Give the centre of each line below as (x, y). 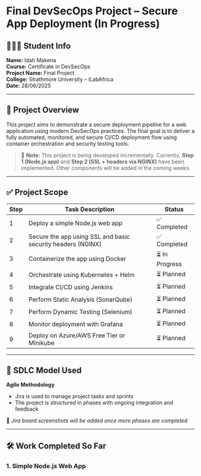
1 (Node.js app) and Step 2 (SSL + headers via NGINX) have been (102, 161)
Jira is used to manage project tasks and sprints (74, 396)
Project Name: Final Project (40, 73)
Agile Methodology (31, 385)
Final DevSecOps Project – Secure (92, 11)
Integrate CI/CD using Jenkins (71, 287)
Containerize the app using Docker (77, 259)
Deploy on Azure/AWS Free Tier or (77, 335)
